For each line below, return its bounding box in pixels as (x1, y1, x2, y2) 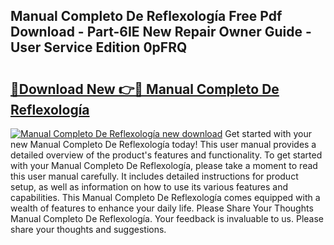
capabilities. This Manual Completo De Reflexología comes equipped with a (10, 192, 321, 203)
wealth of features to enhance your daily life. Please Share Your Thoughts (10, 202, 314, 214)
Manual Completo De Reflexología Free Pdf (10, 8, 283, 25)
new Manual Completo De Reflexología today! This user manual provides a (10, 139, 317, 150)
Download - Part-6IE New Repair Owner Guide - (10, 24, 312, 41)
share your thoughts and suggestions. (10, 224, 167, 235)
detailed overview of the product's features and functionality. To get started (10, 149, 323, 161)
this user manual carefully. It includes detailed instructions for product (10, 170, 299, 182)
